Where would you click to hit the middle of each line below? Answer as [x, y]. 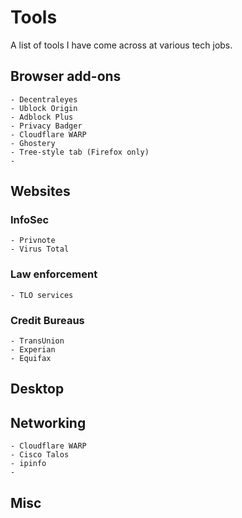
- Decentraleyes [44, 99]
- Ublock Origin [44, 108]
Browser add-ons [66, 76]
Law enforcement [54, 274]
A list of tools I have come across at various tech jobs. [121, 45]
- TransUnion [37, 341]
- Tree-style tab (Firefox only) [80, 152]
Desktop [37, 389]
